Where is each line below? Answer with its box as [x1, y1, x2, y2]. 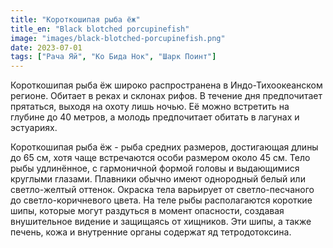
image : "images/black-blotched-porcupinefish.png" [10, 33, 226, 43]
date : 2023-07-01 [10, 42, 83, 53]
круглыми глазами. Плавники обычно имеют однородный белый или [10, 173, 306, 185]
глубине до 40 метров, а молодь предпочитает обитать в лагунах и [10, 111, 300, 123]
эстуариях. [10, 122, 58, 134]
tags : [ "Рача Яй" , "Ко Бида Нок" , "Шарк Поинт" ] [10, 52, 217, 62]
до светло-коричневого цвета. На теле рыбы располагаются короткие [10, 194, 313, 206]
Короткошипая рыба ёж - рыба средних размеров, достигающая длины [10, 141, 319, 153]
